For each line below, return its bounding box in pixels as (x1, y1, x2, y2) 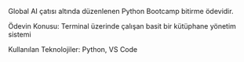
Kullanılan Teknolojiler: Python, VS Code (8, 45, 138, 53)
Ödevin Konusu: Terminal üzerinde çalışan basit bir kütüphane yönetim (8, 22, 237, 30)
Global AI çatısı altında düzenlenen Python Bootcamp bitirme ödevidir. (8, 7, 234, 15)
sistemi (8, 30, 31, 39)
